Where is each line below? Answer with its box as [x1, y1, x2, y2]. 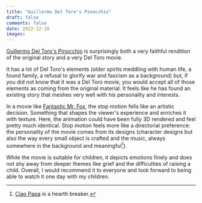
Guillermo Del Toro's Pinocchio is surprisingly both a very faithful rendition [6, 47, 191, 55]
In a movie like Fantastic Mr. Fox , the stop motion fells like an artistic [6, 103, 175, 110]
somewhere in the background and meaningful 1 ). [6, 141, 127, 149]
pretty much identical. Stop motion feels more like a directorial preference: [6, 122, 191, 129]
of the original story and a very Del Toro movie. [6, 54, 123, 61]
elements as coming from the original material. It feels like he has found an [6, 85, 191, 92]
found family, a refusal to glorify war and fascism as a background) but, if [6, 72, 188, 79]
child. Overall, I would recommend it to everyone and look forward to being [6, 166, 192, 174]
